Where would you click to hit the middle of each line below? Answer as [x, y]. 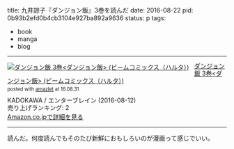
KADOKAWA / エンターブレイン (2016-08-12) [72, 100]
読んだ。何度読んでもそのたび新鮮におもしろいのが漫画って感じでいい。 [110, 139]
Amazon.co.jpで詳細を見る [45, 117]
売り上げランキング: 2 [38, 107]
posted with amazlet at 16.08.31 [43, 89]
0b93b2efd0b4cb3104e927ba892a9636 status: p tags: [86, 18]
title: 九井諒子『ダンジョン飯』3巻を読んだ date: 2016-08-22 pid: [100, 10]
